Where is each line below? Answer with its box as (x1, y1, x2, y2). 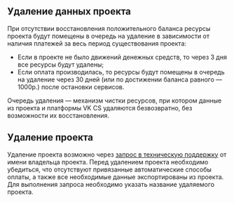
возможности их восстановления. (7, 111, 110, 119)
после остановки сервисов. (41, 82, 125, 91)
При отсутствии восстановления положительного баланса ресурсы (7, 24, 211, 32)
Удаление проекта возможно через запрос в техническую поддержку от (7, 150, 227, 159)
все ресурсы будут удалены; (17, 60, 104, 69)
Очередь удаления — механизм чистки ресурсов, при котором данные (7, 96, 222, 105)
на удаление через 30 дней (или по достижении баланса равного (17, 75, 215, 84)
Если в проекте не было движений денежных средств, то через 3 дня (17, 53, 228, 61)
